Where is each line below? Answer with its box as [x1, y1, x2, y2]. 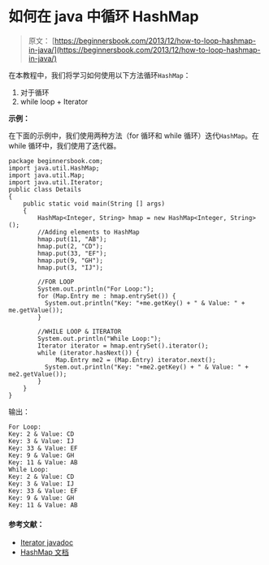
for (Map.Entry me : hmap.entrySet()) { [37, 291, 176, 300]
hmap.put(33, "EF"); [37, 249, 107, 257]
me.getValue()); [8, 306, 63, 314]
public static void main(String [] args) [23, 200, 165, 208]
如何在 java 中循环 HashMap [8, 7, 199, 26]
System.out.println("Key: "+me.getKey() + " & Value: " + [44, 299, 245, 307]
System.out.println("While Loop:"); [37, 334, 162, 343]
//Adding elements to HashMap [37, 228, 140, 236]
